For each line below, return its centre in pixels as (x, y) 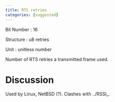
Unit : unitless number (29, 49)
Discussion (30, 80)
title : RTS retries (26, 10)
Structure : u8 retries (27, 39)
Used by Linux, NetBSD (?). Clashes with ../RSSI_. (58, 94)
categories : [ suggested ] (32, 15)
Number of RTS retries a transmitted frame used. (57, 59)
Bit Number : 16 (22, 29)
